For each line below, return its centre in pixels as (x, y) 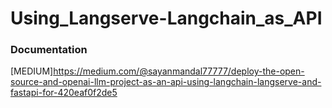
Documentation (49, 50)
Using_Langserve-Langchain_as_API (166, 18)
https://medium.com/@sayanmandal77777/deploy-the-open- (179, 71)
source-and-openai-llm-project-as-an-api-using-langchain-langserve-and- (166, 82)
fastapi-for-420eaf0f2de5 (64, 93)
